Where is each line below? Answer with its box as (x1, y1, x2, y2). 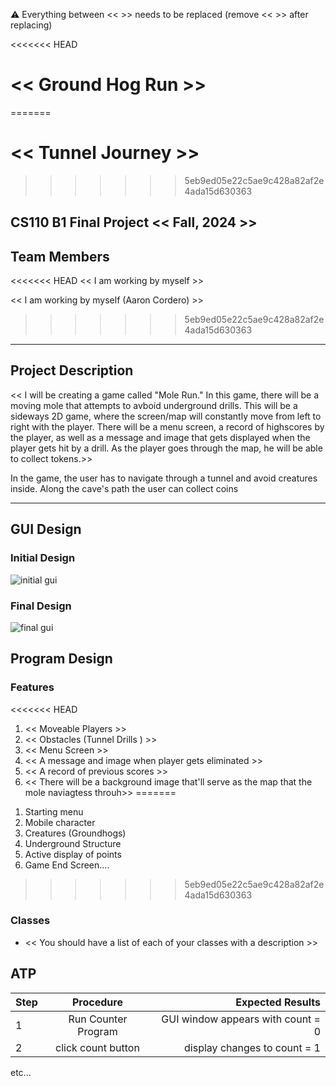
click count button (54, 1040, 140, 1054)
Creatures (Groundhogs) (24, 827, 127, 839)
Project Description (10, 362, 134, 379)
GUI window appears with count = (161, 1012, 321, 1026)
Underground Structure (24, 837, 122, 849)
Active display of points (24, 848, 122, 860)
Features (10, 680, 55, 694)
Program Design (10, 650, 113, 668)
